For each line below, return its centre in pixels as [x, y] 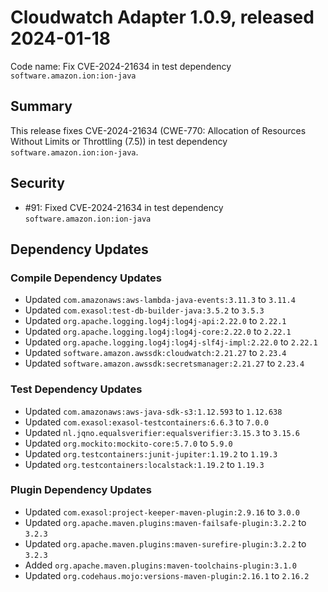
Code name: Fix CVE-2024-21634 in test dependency [121, 66]
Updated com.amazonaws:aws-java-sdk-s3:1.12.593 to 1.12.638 [153, 411]
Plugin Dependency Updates [81, 490]
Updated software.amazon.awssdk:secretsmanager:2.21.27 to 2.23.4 [164, 363]
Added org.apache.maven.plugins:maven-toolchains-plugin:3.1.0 [160, 565]
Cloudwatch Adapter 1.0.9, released [162, 17]
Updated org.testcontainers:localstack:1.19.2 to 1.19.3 [144, 464]
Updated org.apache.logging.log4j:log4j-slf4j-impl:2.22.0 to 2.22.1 [171, 342]
